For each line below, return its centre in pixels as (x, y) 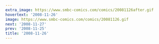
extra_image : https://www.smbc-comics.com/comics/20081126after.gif (79, 10)
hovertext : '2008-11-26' (32, 15)
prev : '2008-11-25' (26, 29)
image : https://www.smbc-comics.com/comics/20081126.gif (67, 19)
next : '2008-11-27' (26, 24)
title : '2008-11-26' (27, 33)
